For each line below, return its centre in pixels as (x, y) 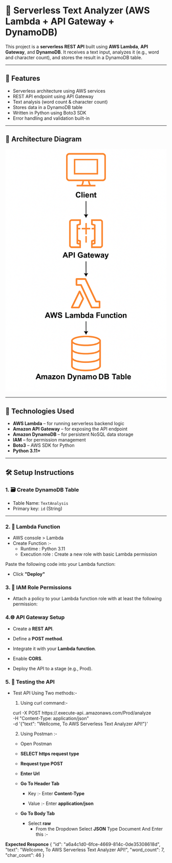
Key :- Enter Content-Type (56, 793)
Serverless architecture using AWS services (59, 91)
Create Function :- (32, 543)
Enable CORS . (27, 658)
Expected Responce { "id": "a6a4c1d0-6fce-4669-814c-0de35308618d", (83, 844)
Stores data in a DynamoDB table (48, 107)
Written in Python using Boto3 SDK (49, 113)
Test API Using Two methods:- (45, 693)
